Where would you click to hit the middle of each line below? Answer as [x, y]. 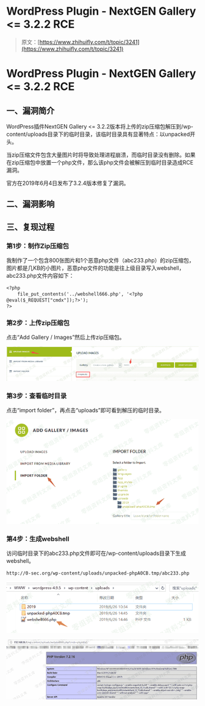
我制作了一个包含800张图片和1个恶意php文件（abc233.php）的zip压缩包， [100, 261]
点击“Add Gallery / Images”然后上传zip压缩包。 [66, 337]
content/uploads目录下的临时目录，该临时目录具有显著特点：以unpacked [98, 134]
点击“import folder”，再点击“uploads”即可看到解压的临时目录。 [85, 411]
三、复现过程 [31, 227]
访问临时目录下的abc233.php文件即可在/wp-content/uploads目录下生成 [96, 553]
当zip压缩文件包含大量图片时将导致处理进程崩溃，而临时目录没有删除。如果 [101, 155]
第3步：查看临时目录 [37, 396]
